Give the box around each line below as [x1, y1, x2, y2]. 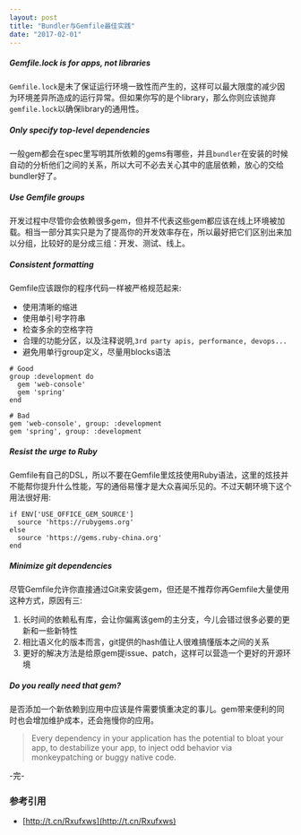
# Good [9, 365, 34, 374]
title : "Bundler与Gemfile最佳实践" [9, 22, 136, 30]
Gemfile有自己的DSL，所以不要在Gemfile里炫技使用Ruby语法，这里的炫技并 [9, 469, 289, 480]
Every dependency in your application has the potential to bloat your [30, 733, 284, 744]
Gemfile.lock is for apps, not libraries [9, 57, 150, 68]
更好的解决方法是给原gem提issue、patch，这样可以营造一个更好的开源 [21, 648, 284, 659]
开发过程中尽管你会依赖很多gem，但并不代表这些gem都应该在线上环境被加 [9, 216, 286, 227]
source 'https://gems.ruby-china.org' [17, 534, 163, 543]
